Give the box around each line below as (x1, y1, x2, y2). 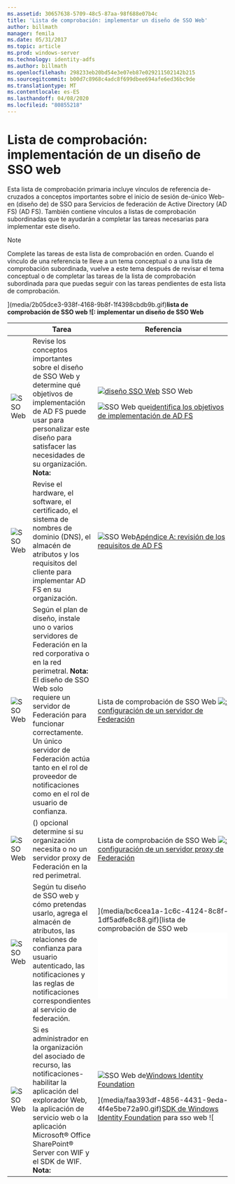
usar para (32, 415, 64, 425)
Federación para (32, 710, 87, 719)
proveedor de (32, 771, 78, 781)
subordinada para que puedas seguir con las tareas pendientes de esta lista (7, 279, 226, 288)
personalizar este (32, 424, 90, 434)
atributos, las (32, 926, 76, 936)
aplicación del (32, 1086, 79, 1096)
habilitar (32, 1077, 59, 1087)
